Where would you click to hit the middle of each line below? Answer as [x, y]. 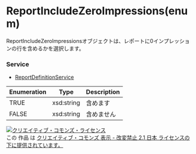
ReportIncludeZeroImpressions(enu [97, 11]
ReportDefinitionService [44, 77]
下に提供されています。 [35, 145]
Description [103, 92]
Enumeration [28, 92]
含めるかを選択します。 [56, 48]
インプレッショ [171, 41]
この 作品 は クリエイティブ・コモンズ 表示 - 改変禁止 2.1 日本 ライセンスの [98, 138]
